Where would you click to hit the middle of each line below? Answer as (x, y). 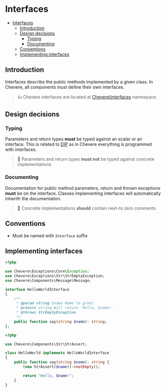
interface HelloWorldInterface (37, 289)
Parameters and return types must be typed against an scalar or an (74, 139)
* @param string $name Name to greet (55, 303)
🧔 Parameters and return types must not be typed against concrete (86, 159)
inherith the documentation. (33, 198)
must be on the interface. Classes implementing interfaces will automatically (83, 193)
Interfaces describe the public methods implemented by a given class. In (79, 82)
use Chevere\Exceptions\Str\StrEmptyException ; (55, 276)
